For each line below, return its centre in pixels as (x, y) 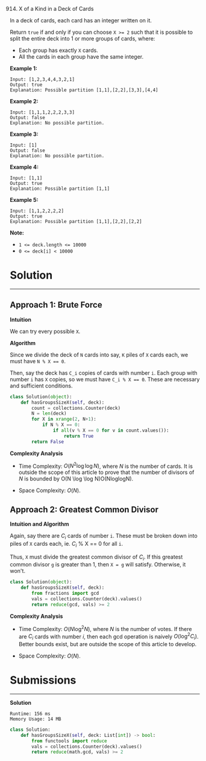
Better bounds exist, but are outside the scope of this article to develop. (108, 644)
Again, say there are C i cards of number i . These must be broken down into (104, 536)
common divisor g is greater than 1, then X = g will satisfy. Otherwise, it (98, 565)
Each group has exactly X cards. (58, 50)
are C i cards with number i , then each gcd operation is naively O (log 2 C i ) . (108, 636)
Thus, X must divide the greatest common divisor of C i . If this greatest (96, 557)
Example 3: (24, 134)
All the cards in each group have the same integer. (81, 57)
